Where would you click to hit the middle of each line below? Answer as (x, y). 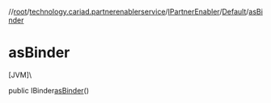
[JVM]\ (20, 75)
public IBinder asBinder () (49, 90)
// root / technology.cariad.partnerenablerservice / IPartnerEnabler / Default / (129, 12)
